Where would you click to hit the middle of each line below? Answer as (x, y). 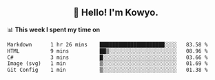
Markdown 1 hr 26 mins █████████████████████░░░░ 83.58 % (107, 44)
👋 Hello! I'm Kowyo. (116, 13)
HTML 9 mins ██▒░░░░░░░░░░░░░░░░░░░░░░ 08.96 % (107, 51)
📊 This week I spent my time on (54, 29)
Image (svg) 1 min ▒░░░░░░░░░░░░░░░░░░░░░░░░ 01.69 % (107, 64)
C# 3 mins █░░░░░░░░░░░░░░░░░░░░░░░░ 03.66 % (107, 57)
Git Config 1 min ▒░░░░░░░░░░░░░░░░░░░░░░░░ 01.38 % (107, 70)
